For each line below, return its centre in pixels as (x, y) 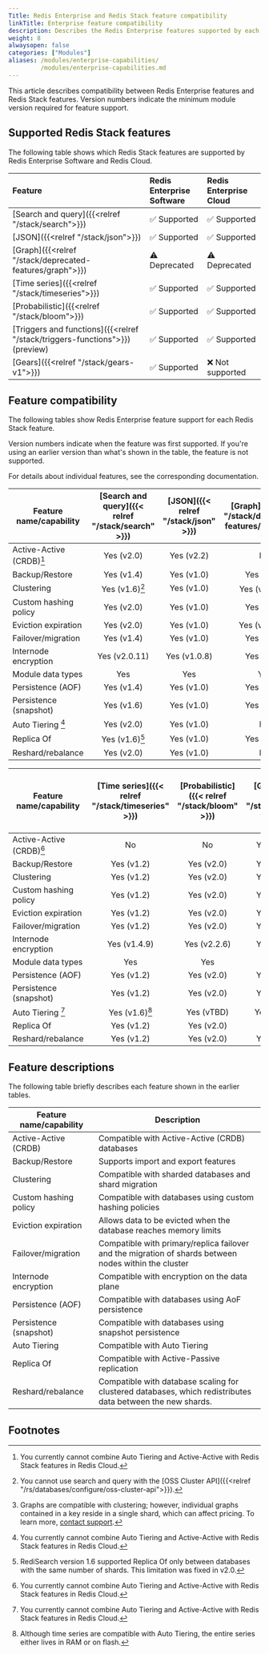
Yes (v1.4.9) (130, 944)
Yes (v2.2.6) (207, 944)
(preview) (31, 349)
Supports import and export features (167, 1161)
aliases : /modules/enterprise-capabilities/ (84, 61)
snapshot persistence (139, 1333)
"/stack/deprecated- (52, 260)
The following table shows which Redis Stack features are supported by (127, 152)
